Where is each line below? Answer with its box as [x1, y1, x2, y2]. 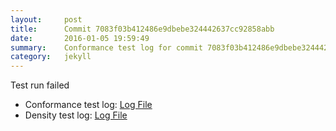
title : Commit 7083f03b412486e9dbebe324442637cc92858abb [10, 24, 275, 34]
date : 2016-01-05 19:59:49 [10, 33, 150, 43]
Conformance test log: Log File [24, 99, 153, 111]
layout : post [10, 14, 83, 25]
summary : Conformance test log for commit [10, 42, 203, 53]
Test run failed [10, 79, 70, 91]
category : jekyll [10, 52, 92, 62]
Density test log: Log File [24, 109, 128, 121]
